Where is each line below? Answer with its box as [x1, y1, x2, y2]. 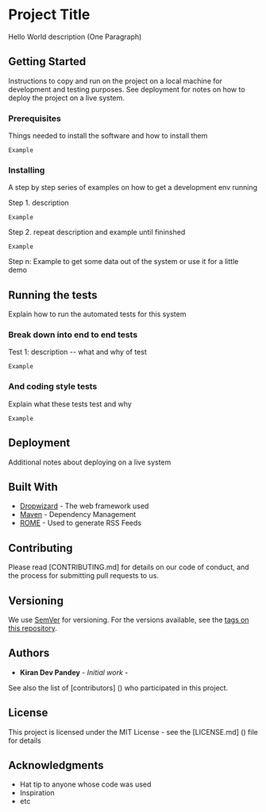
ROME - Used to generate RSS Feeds [19, 519, 141, 528]
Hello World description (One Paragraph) [8, 32, 142, 41]
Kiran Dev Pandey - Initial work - [19, 667, 129, 677]
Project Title [8, 6, 91, 24]
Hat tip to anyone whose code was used [19, 779, 152, 789]
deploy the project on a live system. [8, 93, 125, 103]
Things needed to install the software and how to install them [8, 131, 208, 141]
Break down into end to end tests [8, 329, 138, 340]
